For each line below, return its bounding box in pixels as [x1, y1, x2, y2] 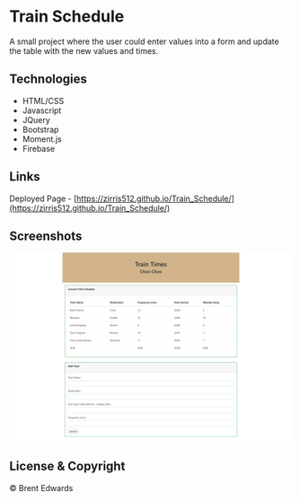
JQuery [22, 114, 51, 125]
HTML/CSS [22, 95, 65, 106]
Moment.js [22, 133, 62, 145]
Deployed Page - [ [9, 193, 77, 204]
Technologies [9, 72, 88, 87]
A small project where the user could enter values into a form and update [9, 36, 280, 47]
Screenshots [9, 228, 83, 243]
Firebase [22, 143, 56, 154]
